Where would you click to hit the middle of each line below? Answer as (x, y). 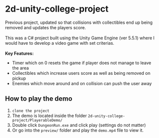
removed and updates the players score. (45, 27)
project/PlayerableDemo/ (37, 120)
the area (20, 68)
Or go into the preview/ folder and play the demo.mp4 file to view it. (78, 130)
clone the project (31, 111)
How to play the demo (39, 99)
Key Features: (19, 53)
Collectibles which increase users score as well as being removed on (81, 73)
